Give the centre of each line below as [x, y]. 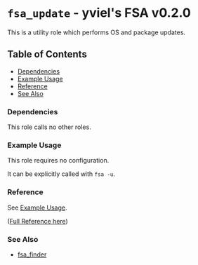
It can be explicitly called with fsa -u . [61, 174]
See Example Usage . [37, 208]
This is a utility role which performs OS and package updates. [97, 32]
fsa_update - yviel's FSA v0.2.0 [99, 13]
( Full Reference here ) [38, 221]
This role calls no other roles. [49, 127]
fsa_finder [32, 254]
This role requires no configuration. [58, 161]
